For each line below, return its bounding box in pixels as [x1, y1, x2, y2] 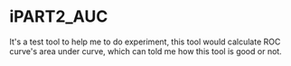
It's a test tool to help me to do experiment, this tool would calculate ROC [9, 36, 281, 47]
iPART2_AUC [9, 6, 108, 27]
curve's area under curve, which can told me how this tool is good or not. [9, 45, 282, 56]
